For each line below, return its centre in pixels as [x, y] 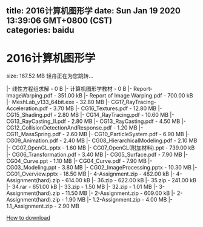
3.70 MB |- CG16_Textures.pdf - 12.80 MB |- [108, 108]
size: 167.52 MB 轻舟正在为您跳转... [50, 76]
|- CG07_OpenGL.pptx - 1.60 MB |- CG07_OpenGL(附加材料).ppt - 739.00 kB [101, 148]
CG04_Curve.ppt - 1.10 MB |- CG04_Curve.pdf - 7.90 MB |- [79, 161]
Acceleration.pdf [27, 108]
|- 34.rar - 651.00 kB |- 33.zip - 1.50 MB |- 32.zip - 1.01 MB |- [82, 187]
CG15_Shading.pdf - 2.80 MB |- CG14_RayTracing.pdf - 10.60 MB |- [90, 115]
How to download [28, 218]
